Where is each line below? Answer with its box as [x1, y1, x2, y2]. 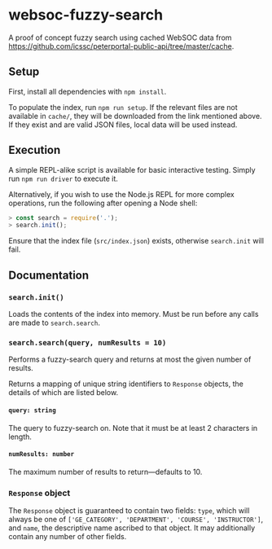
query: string [8, 406, 57, 415]
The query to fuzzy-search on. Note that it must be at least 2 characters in [8, 423, 258, 433]
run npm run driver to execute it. [8, 173, 118, 183]
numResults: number [8, 450, 75, 459]
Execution [8, 143, 61, 157]
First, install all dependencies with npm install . [8, 86, 167, 96]
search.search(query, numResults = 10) [8, 338, 167, 347]
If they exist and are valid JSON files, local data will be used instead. [8, 120, 238, 130]
